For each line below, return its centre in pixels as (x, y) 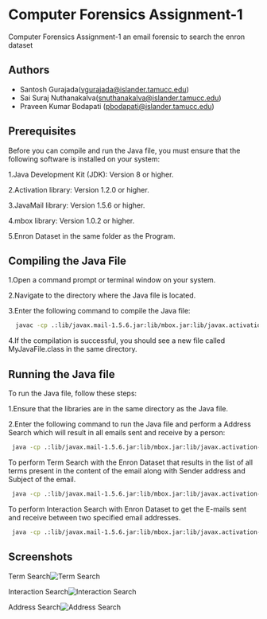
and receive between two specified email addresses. (95, 517)
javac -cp (31, 325)
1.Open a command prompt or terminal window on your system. (112, 280)
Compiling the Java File (68, 261)
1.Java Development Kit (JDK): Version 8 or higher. (91, 174)
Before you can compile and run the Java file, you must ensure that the (124, 150)
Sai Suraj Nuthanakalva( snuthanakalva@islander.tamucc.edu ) (120, 98)
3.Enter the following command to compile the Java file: (99, 311)
